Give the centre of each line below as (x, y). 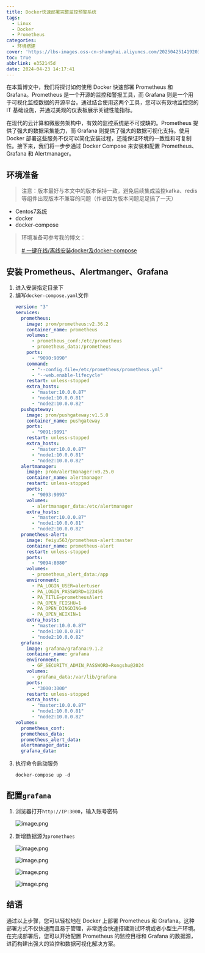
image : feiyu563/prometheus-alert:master (80, 540)
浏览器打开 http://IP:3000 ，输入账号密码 (67, 811)
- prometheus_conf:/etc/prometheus (77, 341)
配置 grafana (29, 795)
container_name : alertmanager (65, 478)
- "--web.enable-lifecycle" (67, 375)
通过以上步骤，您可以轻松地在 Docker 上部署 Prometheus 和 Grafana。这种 (101, 921)
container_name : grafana (58, 654)
